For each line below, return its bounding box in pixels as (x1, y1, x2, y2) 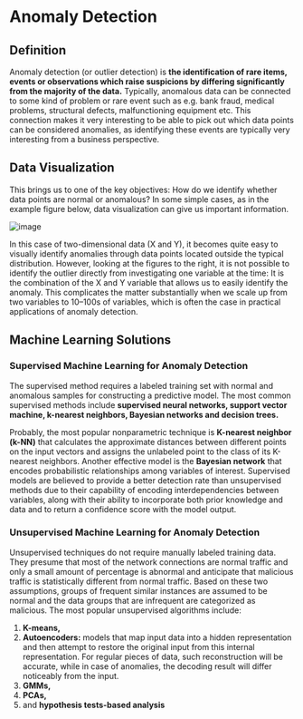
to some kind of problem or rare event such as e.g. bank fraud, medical (9, 95, 275, 106)
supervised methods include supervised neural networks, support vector (9, 399, 288, 410)
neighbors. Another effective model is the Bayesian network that (39, 455, 282, 466)
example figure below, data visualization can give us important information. (9, 203, 289, 214)
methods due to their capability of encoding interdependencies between (9, 484, 279, 495)
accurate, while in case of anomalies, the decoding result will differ (22, 660, 273, 672)
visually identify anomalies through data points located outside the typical (9, 248, 284, 259)
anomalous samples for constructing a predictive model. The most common (9, 390, 291, 401)
